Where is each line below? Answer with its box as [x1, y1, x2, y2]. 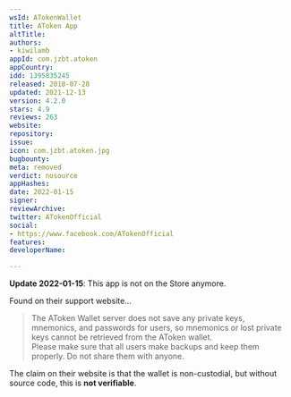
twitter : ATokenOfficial [9, 212, 102, 222]
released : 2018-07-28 [9, 80, 90, 89]
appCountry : [9, 63, 54, 72]
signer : [9, 196, 39, 206]
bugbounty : [9, 154, 50, 164]
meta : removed [9, 163, 63, 172]
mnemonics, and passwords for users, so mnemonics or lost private [30, 323, 282, 334]
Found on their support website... [9, 296, 133, 307]
